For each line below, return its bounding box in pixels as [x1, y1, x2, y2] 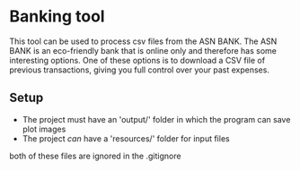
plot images [22, 123, 66, 134]
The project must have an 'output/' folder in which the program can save [22, 114, 291, 124]
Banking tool [9, 6, 105, 27]
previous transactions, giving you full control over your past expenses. [9, 64, 269, 75]
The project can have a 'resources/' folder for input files [22, 132, 231, 144]
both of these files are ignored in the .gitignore [9, 150, 181, 161]
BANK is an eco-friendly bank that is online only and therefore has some [9, 45, 277, 55]
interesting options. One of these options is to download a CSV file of [9, 55, 266, 65]
